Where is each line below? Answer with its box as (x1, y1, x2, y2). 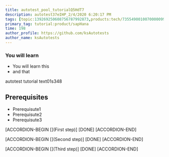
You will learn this (12, 63, 49, 69)
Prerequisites (5, 93, 48, 101)
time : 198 (5, 26, 26, 31)
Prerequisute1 (12, 106, 41, 112)
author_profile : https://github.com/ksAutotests (5, 31, 109, 36)
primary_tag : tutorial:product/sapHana (5, 21, 89, 27)
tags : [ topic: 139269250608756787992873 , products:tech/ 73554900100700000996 (5, 17, 167, 22)
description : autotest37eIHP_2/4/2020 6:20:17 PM (5, 12, 112, 17)
